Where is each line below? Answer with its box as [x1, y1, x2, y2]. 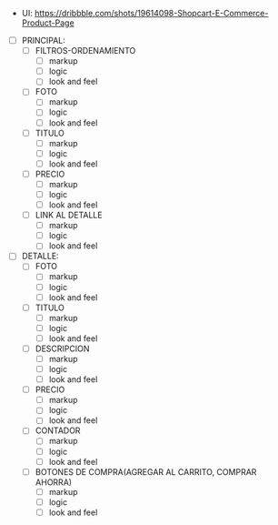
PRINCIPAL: [21, 35, 65, 45]
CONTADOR [35, 425, 81, 436]
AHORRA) [35, 477, 73, 488]
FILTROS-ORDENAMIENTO [35, 45, 136, 56]
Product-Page [21, 17, 74, 28]
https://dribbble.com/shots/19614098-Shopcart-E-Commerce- [34, 8, 269, 18]
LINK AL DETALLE [35, 209, 103, 221]
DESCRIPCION [35, 343, 90, 354]
